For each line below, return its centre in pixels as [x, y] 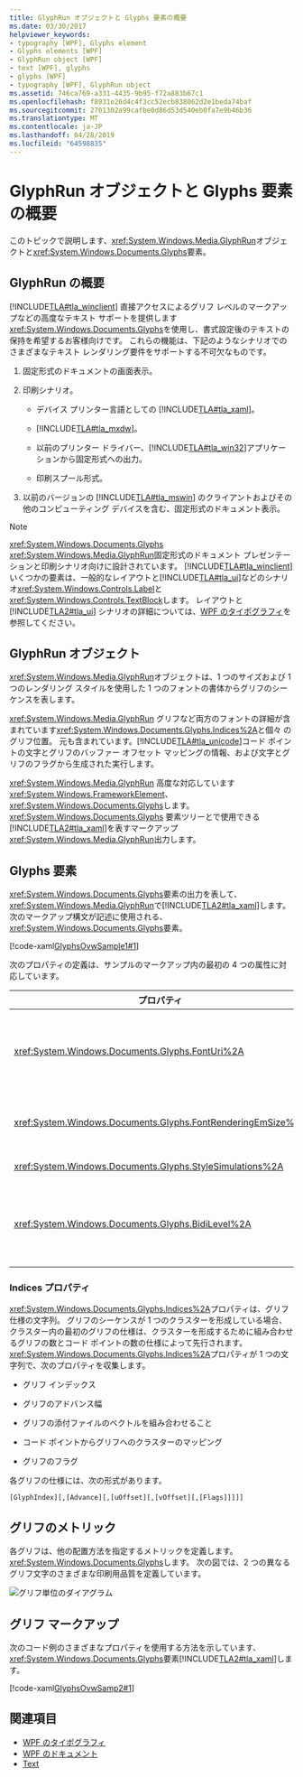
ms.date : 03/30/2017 [48, 26]
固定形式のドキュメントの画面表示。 [90, 370]
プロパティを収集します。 [103, 1365]
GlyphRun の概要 [57, 283]
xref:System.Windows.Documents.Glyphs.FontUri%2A [129, 1051]
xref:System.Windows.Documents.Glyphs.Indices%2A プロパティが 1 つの [145, 1354]
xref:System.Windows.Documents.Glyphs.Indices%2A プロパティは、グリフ [149, 1309]
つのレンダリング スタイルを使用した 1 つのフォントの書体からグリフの [141, 688]
